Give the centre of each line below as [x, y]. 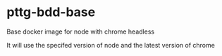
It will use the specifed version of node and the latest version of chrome [111, 45]
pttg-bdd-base [51, 12]
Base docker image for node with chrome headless [81, 31]
